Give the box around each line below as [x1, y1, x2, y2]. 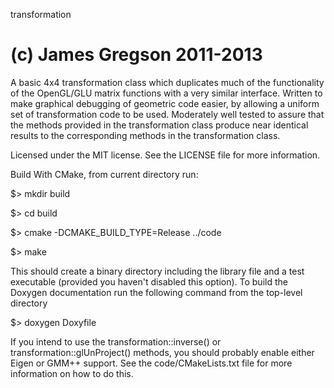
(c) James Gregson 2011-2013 [10, 44, 263, 66]
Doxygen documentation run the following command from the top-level [10, 286, 303, 298]
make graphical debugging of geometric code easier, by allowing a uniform [10, 97, 320, 109]
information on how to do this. [10, 367, 134, 379]
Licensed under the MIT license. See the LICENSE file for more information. [10, 149, 321, 161]
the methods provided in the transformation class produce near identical [10, 119, 309, 131]
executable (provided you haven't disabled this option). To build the [10, 275, 288, 288]
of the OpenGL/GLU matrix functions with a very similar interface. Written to [10, 87, 323, 99]
